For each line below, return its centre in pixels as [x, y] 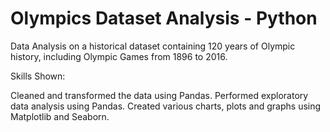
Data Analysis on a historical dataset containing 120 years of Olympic [153, 46]
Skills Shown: [38, 76]
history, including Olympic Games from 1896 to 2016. [119, 56]
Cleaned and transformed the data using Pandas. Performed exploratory [159, 95]
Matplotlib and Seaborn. [60, 116]
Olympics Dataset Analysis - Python [164, 18]
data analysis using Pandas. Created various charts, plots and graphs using [166, 106]
